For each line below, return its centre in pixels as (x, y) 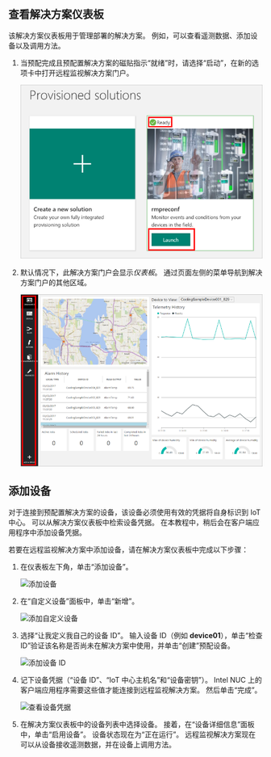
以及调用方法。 (40, 45)
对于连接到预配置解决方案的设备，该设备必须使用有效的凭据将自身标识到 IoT (135, 512)
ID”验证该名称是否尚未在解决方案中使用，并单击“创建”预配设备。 (127, 646)
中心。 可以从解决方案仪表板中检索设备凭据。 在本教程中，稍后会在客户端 (130, 522)
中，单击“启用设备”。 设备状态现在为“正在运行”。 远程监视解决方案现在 (138, 734)
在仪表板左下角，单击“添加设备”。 (76, 566)
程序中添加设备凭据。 (50, 532)
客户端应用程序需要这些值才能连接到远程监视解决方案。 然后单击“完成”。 (141, 690)
